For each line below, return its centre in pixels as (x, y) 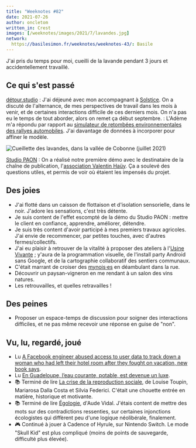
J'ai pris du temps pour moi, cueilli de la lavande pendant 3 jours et (87, 61)
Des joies (23, 191)
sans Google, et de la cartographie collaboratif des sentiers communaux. (102, 261)
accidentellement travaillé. (38, 67)
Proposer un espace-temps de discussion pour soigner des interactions (101, 318)
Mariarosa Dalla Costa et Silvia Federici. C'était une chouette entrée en (100, 391)
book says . (28, 369)
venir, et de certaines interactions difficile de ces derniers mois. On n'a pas (97, 112)
